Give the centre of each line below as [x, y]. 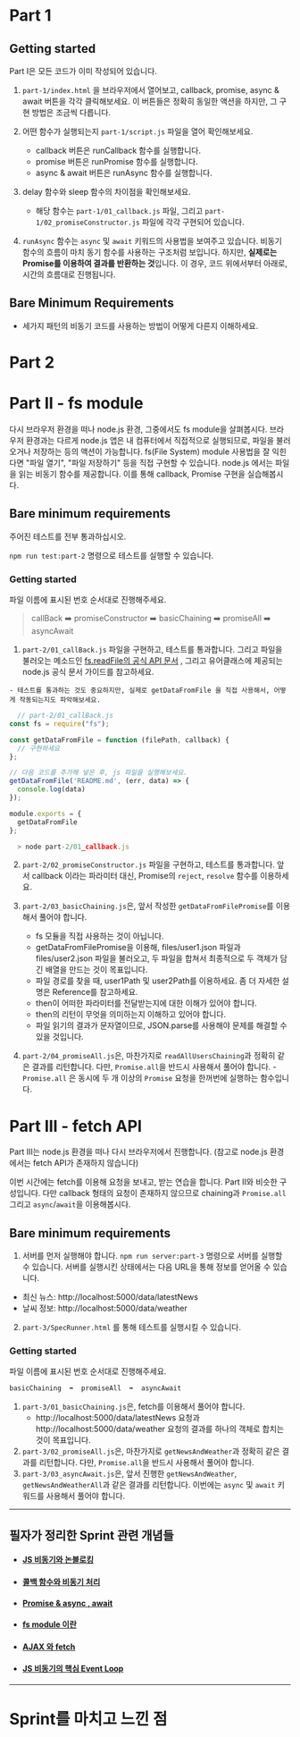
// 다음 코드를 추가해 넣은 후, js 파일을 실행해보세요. [99, 773]
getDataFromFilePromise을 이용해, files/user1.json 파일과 [138, 948]
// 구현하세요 [39, 748]
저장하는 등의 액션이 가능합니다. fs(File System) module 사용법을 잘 [151, 451]
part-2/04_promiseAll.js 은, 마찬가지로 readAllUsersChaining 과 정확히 [149, 1056]
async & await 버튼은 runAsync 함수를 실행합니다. [124, 173]
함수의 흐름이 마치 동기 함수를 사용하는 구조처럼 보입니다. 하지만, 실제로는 [150, 252]
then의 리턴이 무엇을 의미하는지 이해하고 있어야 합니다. [130, 1015]
